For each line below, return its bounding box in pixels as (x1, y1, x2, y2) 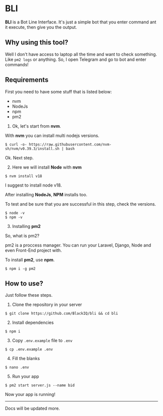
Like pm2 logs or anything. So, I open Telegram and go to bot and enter (5, 57, 147, 62)
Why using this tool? (5, 38, 68, 47)
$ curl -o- (5, 142, 27, 147)
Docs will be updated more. (5, 405, 60, 412)
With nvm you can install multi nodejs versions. (5, 132, 99, 138)
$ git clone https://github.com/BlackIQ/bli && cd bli (5, 311, 118, 316)
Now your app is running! (5, 392, 56, 397)
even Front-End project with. (5, 247, 62, 253)
